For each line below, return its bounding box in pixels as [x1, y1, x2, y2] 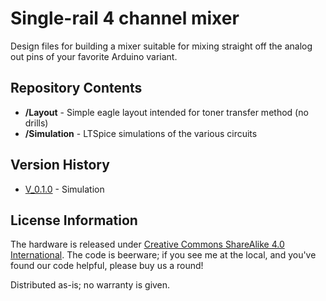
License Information [10, 212, 138, 229]
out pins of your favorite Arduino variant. [10, 50, 178, 62]
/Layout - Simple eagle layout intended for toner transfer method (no [24, 106, 309, 118]
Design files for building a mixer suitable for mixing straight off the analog [10, 40, 313, 52]
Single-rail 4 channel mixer [10, 7, 240, 30]
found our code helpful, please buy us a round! [10, 260, 204, 272]
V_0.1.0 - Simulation [24, 183, 105, 195]
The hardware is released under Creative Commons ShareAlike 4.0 [10, 238, 285, 251]
